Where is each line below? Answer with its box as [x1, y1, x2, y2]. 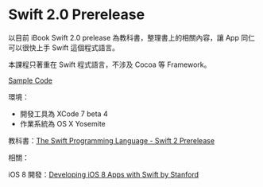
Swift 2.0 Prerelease [8, 6, 145, 24]
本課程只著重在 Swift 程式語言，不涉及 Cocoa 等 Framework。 [8, 60, 211, 69]
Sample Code [8, 76, 53, 85]
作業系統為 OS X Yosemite [19, 119, 106, 128]
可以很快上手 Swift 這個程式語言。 [8, 42, 119, 53]
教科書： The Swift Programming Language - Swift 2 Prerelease [8, 135, 215, 145]
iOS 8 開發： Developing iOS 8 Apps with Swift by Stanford [8, 169, 199, 179]
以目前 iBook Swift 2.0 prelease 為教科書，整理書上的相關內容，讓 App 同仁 [8, 33, 256, 42]
